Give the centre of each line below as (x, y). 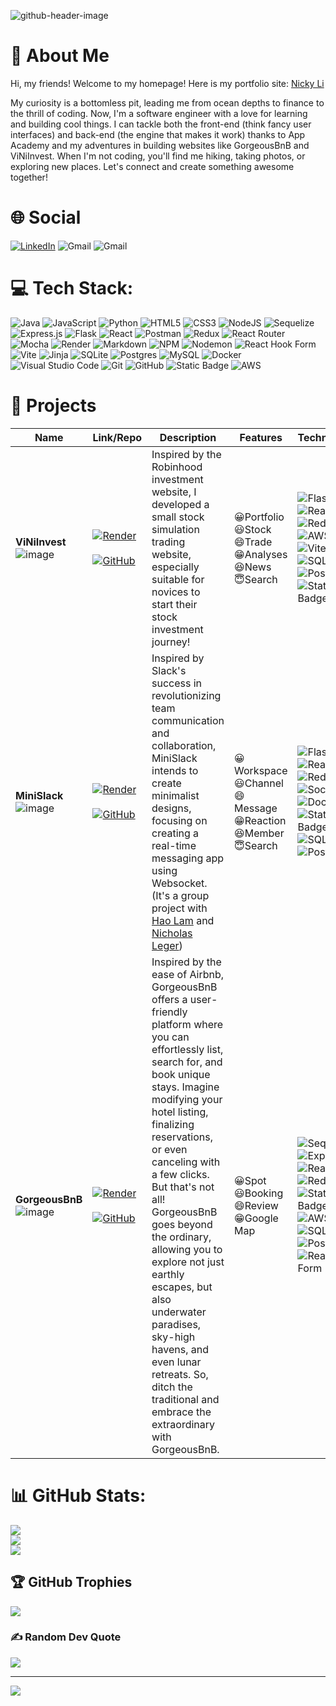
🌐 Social (46, 217)
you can (170, 1037)
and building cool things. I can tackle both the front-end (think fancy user (161, 124)
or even (169, 1149)
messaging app (188, 858)
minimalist (175, 795)
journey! (171, 642)
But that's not (183, 1187)
